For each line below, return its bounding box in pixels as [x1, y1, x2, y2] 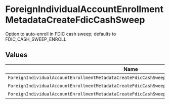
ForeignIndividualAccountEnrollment [5, 4, 163, 15]
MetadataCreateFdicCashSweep [5, 14, 145, 26]
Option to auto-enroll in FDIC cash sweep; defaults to [5, 31, 116, 37]
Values [5, 51, 28, 59]
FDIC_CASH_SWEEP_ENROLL [5, 36, 67, 42]
